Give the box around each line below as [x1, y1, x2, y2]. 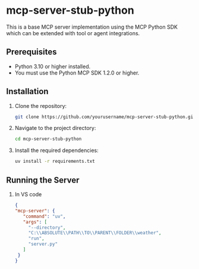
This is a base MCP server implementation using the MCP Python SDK [6, 23, 178, 30]
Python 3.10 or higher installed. [14, 63, 91, 70]
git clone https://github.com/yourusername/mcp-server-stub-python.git [14, 114, 196, 120]
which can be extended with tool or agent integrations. [6, 29, 140, 36]
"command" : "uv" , [23, 213, 66, 219]
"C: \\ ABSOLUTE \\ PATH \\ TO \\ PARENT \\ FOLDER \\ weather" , [28, 230, 162, 236]
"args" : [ [23, 219, 48, 225]
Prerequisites [6, 47, 57, 57]
